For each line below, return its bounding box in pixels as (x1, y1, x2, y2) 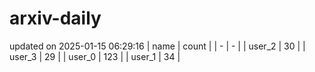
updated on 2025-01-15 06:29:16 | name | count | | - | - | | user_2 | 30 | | (9, 40, 306, 52)
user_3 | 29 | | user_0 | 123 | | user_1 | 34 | (9, 50, 181, 62)
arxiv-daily (9, 7, 102, 30)
